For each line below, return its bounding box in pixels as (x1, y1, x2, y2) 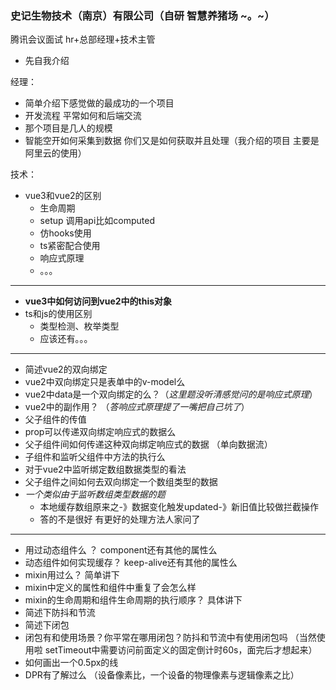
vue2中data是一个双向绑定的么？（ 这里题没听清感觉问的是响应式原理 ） (24, 388, 318, 401)
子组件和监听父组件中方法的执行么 (24, 451, 166, 463)
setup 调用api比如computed (39, 215, 156, 227)
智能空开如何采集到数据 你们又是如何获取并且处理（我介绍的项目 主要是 (24, 135, 320, 147)
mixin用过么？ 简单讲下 (24, 569, 120, 581)
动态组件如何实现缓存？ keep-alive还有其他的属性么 (24, 557, 238, 569)
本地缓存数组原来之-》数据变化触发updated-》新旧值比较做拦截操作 (39, 501, 319, 513)
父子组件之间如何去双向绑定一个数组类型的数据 (24, 476, 218, 488)
